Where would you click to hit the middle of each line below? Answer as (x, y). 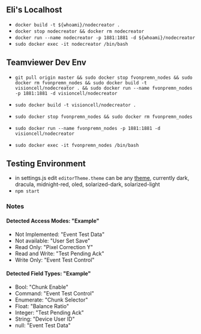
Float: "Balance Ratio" (42, 306)
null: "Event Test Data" (43, 325)
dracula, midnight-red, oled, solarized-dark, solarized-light (87, 184)
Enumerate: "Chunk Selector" (51, 300)
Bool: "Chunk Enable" (42, 287)
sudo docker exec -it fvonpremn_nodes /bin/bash (77, 145)
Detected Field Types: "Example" (49, 274)
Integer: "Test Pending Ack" (49, 312)
